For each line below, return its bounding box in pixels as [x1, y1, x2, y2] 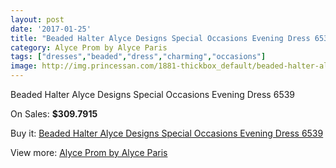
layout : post [10, 14, 65, 25]
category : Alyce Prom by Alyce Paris [10, 42, 168, 53]
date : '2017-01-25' [10, 24, 92, 34]
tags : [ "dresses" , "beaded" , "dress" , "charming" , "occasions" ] [10, 52, 267, 62]
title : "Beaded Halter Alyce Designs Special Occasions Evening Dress [10, 33, 311, 43]
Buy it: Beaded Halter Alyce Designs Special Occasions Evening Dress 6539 [10, 127, 324, 139]
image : [10, 61, 38, 71]
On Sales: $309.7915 [10, 108, 98, 120]
